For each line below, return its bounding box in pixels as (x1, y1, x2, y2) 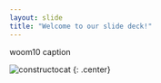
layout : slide (9, 13, 64, 23)
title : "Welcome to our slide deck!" (9, 22, 153, 31)
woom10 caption (9, 46, 71, 57)
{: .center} (72, 64, 111, 75)
